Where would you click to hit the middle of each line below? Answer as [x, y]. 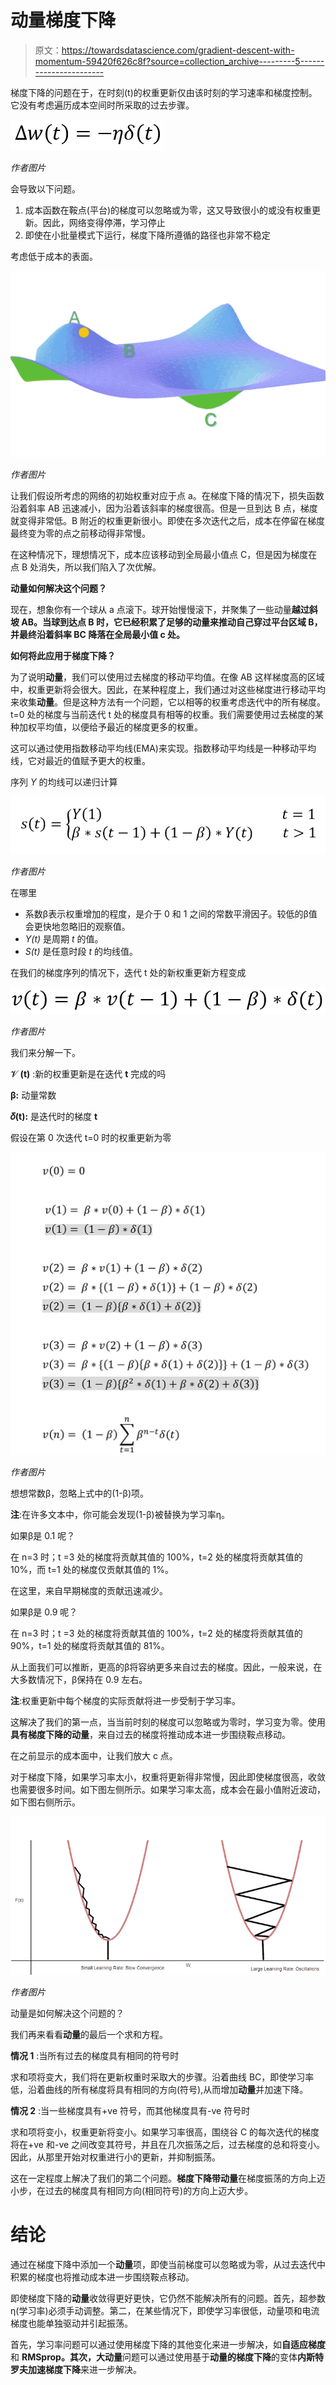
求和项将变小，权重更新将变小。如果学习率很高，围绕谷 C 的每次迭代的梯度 [165, 2132]
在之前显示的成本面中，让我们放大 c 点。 [94, 1755]
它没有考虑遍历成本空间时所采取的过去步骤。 [102, 105]
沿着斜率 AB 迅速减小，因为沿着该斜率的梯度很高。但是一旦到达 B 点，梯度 [164, 508]
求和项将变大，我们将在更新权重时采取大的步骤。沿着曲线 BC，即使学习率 [162, 2077]
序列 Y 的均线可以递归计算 [64, 782]
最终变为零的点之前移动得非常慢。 [80, 533]
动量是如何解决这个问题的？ [67, 2013]
